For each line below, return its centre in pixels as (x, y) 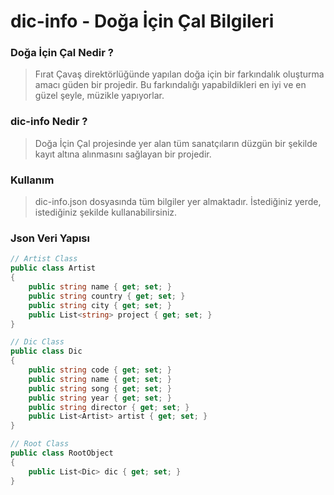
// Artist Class (44, 259)
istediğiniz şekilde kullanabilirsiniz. (106, 212)
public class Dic (46, 351)
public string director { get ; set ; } (109, 407)
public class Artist (53, 268)
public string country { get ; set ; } (107, 296)
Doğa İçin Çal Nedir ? (62, 53)
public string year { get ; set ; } (100, 398)
